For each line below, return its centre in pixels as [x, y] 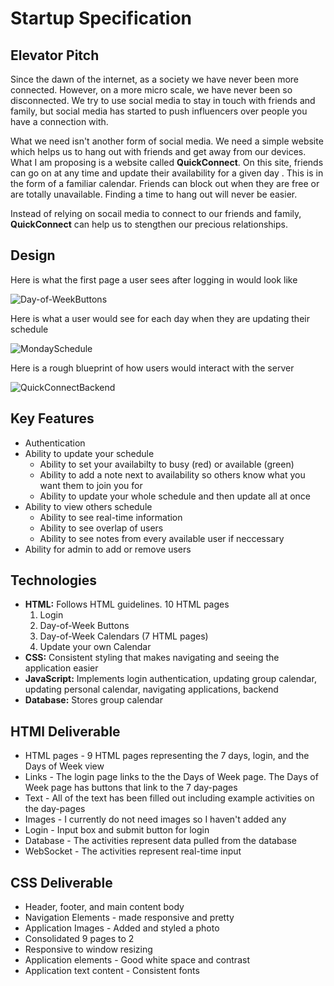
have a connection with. [59, 121]
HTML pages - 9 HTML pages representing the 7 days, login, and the [167, 756]
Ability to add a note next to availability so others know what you [172, 474]
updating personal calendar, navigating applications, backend [151, 689]
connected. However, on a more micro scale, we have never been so [151, 90]
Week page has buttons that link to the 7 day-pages [131, 788]
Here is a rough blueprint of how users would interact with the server [152, 368]
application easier [61, 668]
